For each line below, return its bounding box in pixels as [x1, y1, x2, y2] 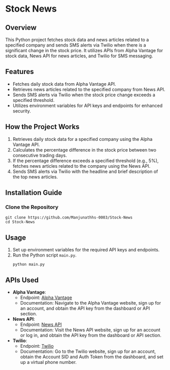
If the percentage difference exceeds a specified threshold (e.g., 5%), [12, 158, 159, 164]
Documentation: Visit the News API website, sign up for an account [20, 326, 161, 332]
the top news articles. [12, 173, 58, 180]
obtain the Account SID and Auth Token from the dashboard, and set [20, 353, 164, 360]
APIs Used [5, 276, 39, 284]
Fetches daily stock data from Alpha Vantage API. [12, 81, 116, 87]
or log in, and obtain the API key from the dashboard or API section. [20, 332, 161, 338]
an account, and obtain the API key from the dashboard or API [20, 305, 150, 311]
